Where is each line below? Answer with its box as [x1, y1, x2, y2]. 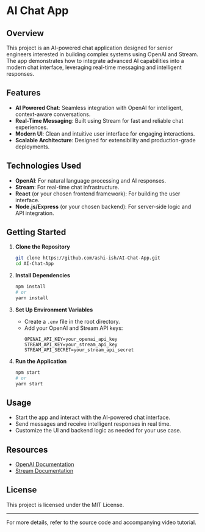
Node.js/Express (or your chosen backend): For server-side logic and [15, 203, 192, 210]
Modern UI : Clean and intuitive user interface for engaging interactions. [15, 129, 195, 137]
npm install [15, 283, 46, 290]
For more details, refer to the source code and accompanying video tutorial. [6, 519, 196, 526]
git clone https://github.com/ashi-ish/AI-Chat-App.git [15, 255, 160, 261]
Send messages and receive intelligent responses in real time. [15, 420, 171, 428]
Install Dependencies [15, 272, 70, 279]
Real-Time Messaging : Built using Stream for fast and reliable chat [15, 117, 184, 124]
